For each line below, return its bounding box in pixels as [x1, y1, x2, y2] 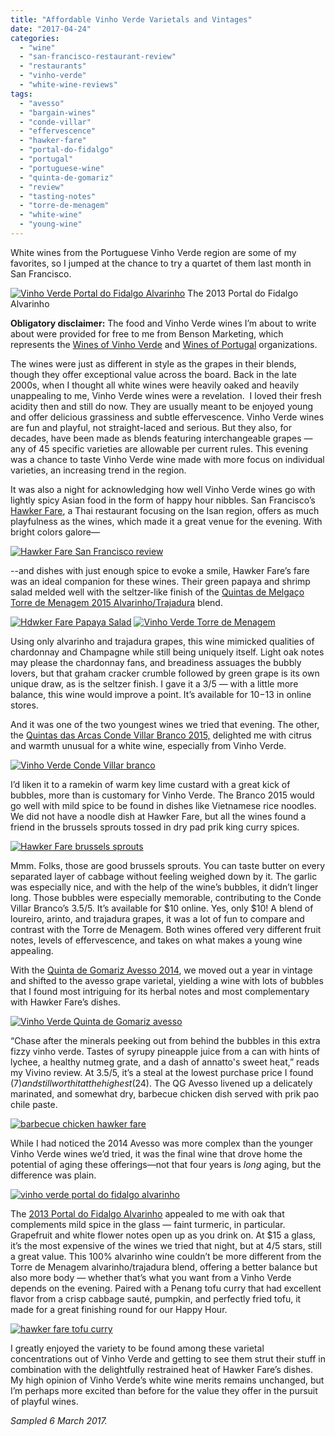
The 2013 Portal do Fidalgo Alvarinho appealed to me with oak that [10, 1207, 285, 1220]
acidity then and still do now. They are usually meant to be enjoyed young [10, 400, 314, 412]
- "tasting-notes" [19, 191, 97, 201]
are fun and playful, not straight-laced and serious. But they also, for [10, 421, 293, 433]
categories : [10, 33, 60, 43]
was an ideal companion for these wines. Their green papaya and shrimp [10, 575, 311, 587]
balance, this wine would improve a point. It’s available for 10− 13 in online [10, 688, 312, 700]
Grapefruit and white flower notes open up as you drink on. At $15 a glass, [10, 1229, 316, 1241]
